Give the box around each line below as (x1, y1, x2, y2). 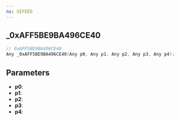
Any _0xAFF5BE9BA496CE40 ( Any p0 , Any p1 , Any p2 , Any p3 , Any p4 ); (6, 51, 175, 58)
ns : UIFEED (6, 8, 33, 15)
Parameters (6, 68, 50, 78)
